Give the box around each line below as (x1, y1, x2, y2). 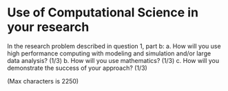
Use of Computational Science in (7, 5, 198, 21)
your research (7, 19, 90, 35)
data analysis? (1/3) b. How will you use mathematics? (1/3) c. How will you (7, 56, 220, 64)
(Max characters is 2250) (7, 77, 79, 85)
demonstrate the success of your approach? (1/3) (7, 64, 148, 72)
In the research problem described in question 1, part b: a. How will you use (7, 42, 222, 50)
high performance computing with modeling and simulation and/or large (7, 49, 211, 57)
